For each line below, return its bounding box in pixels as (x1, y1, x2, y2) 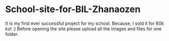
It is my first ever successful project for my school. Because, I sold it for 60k (5, 20, 164, 26)
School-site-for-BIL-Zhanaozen (5, 4, 141, 15)
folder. (5, 31, 19, 37)
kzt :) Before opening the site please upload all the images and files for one (5, 25, 162, 31)
